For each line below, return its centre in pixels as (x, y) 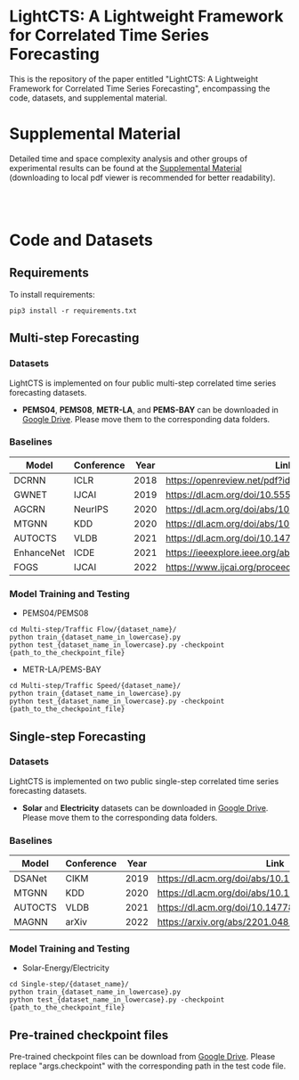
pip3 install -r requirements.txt (73, 311)
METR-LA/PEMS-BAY (61, 669)
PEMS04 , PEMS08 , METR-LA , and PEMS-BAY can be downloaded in (150, 409)
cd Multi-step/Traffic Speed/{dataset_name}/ (95, 686)
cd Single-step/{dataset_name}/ (69, 985)
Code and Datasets (81, 240)
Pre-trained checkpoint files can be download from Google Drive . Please (142, 1057)
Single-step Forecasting (78, 736)
